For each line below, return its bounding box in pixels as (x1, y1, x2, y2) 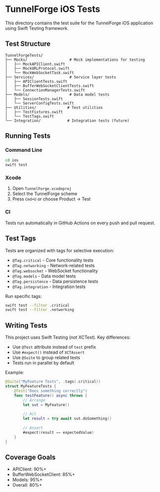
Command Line (5, 147, 43, 154)
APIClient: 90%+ (12, 466, 47, 472)
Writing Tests (5, 321, 48, 329)
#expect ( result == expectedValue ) (23, 430, 94, 435)
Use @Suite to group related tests (12, 355, 80, 361)
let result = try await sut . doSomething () (23, 416, 112, 421)
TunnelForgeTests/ (5, 53, 43, 58)
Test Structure (5, 40, 51, 48)
